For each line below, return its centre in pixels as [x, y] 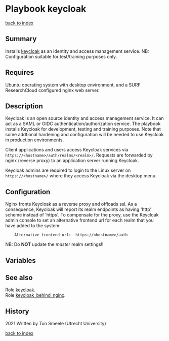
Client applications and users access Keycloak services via [67, 150]
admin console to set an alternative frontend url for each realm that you [79, 220]
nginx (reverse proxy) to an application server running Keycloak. [72, 161]
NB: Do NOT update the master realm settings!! [54, 244]
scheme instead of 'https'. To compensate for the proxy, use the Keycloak [82, 215]
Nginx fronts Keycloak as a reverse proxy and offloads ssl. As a [71, 204]
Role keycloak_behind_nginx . [35, 295]
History [17, 311]
